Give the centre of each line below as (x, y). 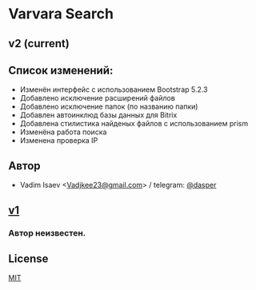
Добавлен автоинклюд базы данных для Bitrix (98, 115)
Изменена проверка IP (59, 141)
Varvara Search (61, 14)
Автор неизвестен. (47, 232)
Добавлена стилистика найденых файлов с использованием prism (134, 124)
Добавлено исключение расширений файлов (98, 98)
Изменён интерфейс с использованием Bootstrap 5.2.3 (114, 89)
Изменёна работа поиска (63, 132)
